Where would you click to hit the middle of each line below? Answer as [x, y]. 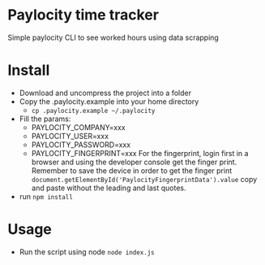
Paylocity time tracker [83, 15]
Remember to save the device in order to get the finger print [132, 170]
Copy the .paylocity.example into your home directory [109, 101]
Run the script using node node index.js [87, 252]
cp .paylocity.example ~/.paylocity [93, 111]
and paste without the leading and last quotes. [109, 188]
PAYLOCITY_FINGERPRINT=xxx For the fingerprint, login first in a [140, 153]
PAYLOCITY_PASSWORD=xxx [81, 145]
